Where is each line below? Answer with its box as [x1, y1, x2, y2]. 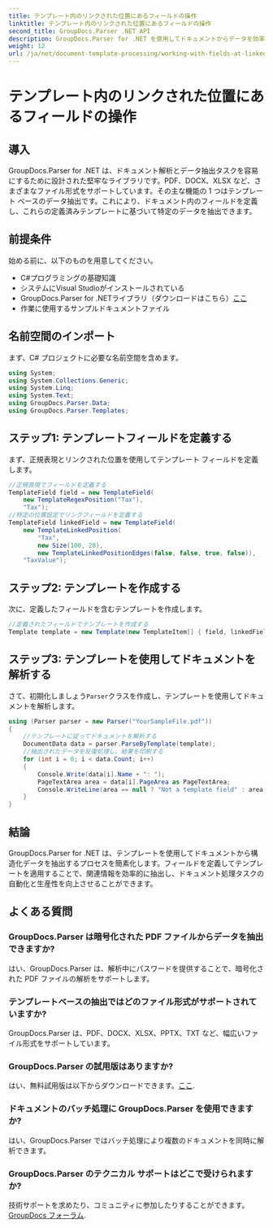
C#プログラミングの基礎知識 [19, 273, 116, 282]
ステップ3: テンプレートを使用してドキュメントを [8, 653, 256, 666]
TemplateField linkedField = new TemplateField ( [8, 518, 176, 527]
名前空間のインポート [8, 330, 115, 343]
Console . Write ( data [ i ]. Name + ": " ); [37, 770, 165, 778]
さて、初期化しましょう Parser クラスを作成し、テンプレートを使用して [8, 691, 244, 701]
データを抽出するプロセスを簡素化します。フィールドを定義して [22, 859, 236, 867]
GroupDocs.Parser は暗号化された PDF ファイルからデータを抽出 [8, 931, 264, 942]
